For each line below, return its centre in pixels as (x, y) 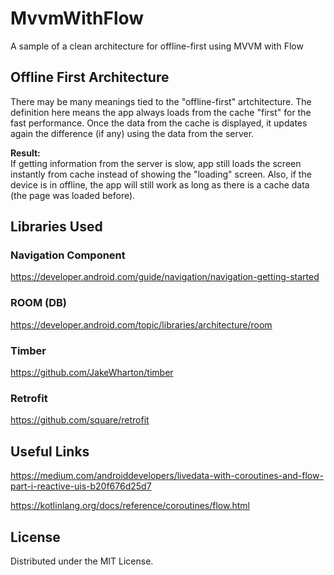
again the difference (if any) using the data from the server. (132, 133)
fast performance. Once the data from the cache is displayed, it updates (159, 123)
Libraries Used (56, 227)
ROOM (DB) (39, 303)
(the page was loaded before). (73, 195)
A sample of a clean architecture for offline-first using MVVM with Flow (157, 46)
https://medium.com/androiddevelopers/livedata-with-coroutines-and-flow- (167, 476)
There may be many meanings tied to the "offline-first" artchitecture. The (161, 101)
